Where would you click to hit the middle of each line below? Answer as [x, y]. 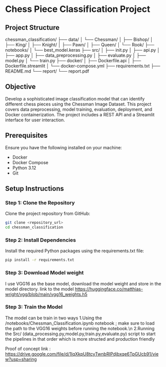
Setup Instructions [35, 189]
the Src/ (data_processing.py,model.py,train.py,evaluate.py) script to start [80, 334]
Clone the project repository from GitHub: [48, 214]
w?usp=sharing [21, 359]
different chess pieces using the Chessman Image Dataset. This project [78, 104]
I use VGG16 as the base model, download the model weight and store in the [83, 283]
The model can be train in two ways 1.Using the [54, 318]
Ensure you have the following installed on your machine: [64, 147]
